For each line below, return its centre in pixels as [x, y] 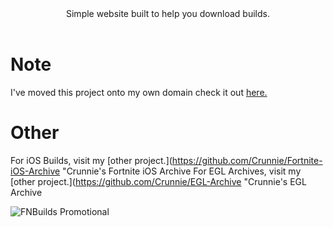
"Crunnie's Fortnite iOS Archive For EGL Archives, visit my [182, 171]
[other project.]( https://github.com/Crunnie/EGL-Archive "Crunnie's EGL [158, 181]
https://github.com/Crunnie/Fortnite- [247, 160]
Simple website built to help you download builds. [168, 13]
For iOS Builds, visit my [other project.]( [91, 160]
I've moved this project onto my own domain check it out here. [139, 92]
